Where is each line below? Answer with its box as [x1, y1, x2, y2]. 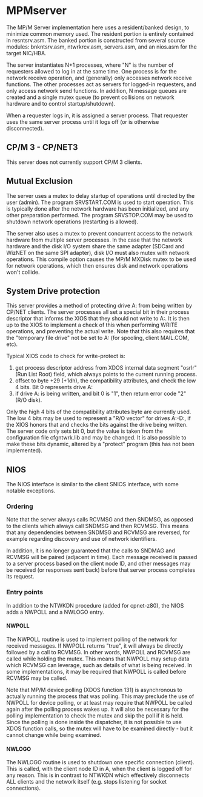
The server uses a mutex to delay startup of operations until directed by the [6, 192, 195, 199]
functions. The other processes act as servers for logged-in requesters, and [6, 80, 196, 88]
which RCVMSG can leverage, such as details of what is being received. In [6, 661, 193, 668]
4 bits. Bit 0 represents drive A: [15, 384, 93, 391]
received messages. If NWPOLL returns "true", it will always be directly [6, 642, 184, 649]
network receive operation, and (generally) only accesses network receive [6, 74, 192, 81]
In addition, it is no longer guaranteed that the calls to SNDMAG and [6, 547, 176, 554]
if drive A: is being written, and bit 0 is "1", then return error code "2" [15, 390, 187, 398]
